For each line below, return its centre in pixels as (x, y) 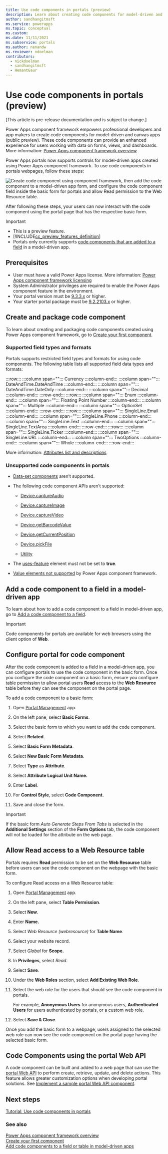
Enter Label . (25, 785)
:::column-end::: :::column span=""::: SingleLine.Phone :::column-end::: (79, 416)
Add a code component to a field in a (64, 589)
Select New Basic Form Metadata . (48, 756)
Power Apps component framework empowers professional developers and (83, 129)
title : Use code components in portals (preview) (58, 10)
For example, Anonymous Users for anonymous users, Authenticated (85, 1004)
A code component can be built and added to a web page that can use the (82, 1068)
